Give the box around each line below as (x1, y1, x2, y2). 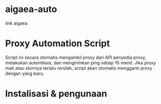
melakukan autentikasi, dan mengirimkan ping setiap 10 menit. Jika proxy (5, 59, 156, 66)
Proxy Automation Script (5, 38, 110, 49)
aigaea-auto (5, 4, 57, 15)
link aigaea (5, 20, 28, 26)
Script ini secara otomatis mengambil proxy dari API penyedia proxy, (5, 54, 146, 60)
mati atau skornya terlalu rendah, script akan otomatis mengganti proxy (5, 65, 152, 71)
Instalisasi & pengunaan (5, 88, 107, 99)
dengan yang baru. (5, 70, 45, 76)
